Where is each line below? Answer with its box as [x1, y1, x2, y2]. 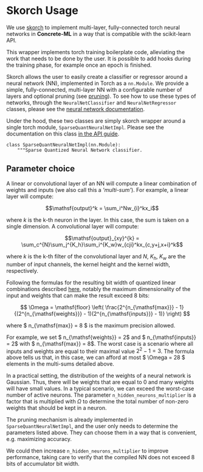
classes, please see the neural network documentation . [6, 105, 145, 112]
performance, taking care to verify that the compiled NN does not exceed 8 [6, 454, 195, 461]
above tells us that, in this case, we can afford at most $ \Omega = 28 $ [6, 354, 185, 361]
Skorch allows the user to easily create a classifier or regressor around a [6, 73, 188, 80]
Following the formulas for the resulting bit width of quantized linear [6, 279, 176, 286]
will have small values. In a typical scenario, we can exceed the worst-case [6, 385, 194, 392]
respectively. [6, 267, 38, 274]
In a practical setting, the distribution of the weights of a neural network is [6, 372, 191, 380]
